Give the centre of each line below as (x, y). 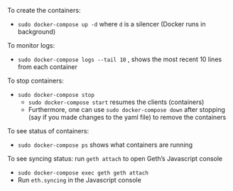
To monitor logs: (31, 45)
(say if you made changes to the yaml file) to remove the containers (127, 117)
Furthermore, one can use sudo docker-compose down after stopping (126, 109)
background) (36, 32)
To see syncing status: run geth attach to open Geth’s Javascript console (115, 159)
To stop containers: (36, 81)
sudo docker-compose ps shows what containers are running (105, 145)
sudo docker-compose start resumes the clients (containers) (116, 102)
